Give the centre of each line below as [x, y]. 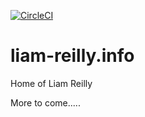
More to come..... [45, 102]
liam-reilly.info [72, 56]
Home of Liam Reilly [51, 83]
